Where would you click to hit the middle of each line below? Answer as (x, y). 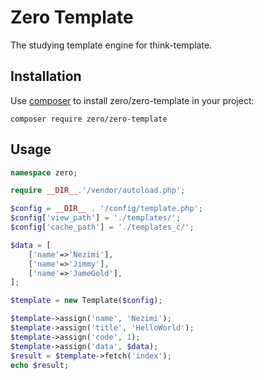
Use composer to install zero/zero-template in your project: (132, 100)
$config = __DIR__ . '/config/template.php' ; (106, 209)
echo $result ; (40, 365)
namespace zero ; (44, 172)
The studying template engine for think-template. (111, 45)
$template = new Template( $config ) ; (86, 301)
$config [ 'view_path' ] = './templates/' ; (96, 218)
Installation (46, 76)
